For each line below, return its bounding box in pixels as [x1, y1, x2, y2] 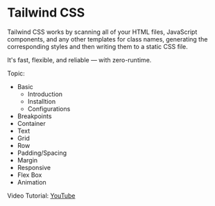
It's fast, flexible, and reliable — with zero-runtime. [7, 55, 152, 64]
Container [17, 119, 46, 127]
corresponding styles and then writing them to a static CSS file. [7, 42, 189, 50]
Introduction [27, 90, 63, 98]
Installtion [27, 97, 56, 105]
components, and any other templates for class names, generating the [7, 35, 208, 43]
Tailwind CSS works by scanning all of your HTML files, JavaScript [7, 28, 198, 36]
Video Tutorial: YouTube [7, 191, 76, 200]
